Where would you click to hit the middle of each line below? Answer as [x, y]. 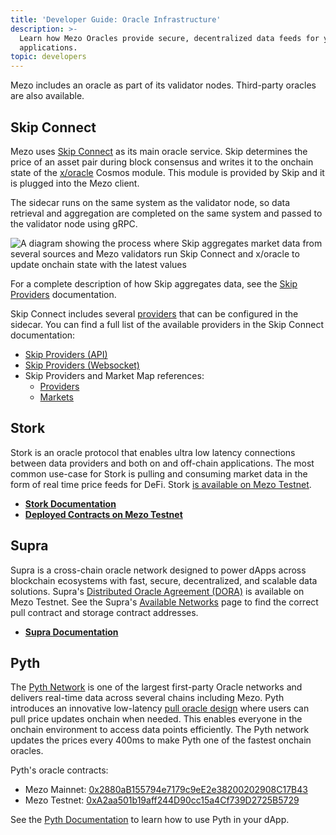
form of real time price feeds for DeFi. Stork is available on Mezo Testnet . [161, 484]
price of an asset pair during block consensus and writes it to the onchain [162, 162]
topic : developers [48, 57]
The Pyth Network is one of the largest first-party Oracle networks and [156, 687]
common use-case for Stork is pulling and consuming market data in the [159, 473]
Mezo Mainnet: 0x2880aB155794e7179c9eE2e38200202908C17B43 [166, 790]
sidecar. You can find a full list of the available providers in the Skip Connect [167, 324]
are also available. [47, 96]
